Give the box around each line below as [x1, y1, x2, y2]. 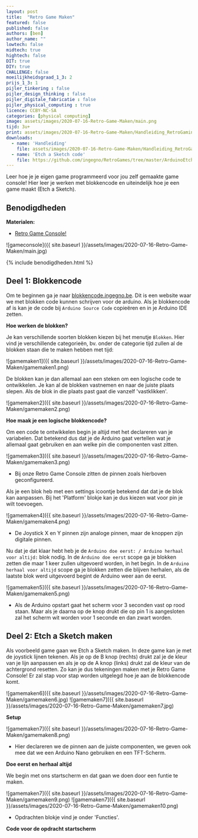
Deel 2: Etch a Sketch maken [6, 631, 113, 641]
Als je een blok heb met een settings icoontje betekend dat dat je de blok [6, 488, 183, 495]
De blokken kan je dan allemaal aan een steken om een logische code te [6, 375, 181, 382]
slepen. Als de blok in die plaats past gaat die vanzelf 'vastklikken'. [6, 387, 168, 394]
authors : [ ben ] [6, 31, 44, 37]
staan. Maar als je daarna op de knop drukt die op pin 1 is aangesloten [14, 608, 185, 615]
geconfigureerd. [14, 476, 54, 483]
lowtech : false [6, 42, 44, 48]
